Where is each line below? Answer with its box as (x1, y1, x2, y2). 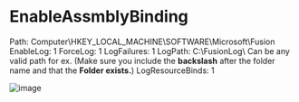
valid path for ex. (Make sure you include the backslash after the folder (9, 55, 275, 66)
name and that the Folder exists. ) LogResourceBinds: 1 (9, 65, 215, 76)
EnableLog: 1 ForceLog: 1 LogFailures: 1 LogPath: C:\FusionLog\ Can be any (9, 45, 290, 56)
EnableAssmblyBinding (9, 6, 188, 27)
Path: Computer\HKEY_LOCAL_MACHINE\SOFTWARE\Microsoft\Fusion (9, 36, 275, 47)
